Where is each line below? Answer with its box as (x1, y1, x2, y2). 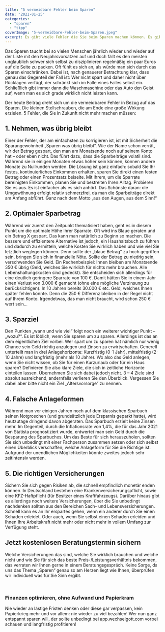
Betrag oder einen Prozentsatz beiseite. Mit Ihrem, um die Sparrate (5, 174, 140, 180)
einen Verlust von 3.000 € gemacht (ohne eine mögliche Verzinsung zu (5, 280, 149, 286)
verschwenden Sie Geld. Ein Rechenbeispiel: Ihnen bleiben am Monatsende (5, 259, 158, 265)
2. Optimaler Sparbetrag (5, 209, 81, 218)
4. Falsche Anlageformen (5, 395, 84, 403)
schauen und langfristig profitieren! (5, 621, 77, 627)
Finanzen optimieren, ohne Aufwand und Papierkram (5, 594, 134, 601)
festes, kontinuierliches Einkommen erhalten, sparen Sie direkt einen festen (5, 168, 158, 175)
